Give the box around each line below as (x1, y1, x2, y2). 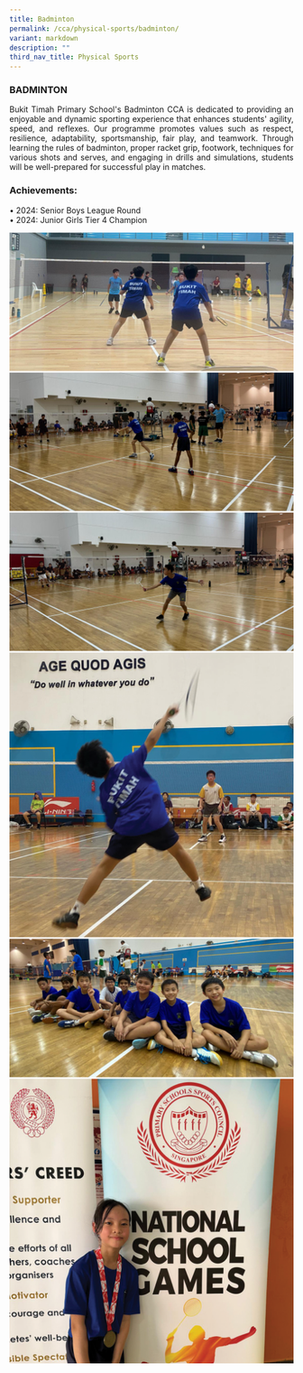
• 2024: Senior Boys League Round (9, 204, 142, 216)
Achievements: (9, 184, 78, 197)
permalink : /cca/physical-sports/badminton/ (9, 23, 179, 33)
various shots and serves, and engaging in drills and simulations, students (9, 152, 294, 163)
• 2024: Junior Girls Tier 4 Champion (9, 214, 148, 225)
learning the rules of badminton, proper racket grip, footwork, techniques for (9, 143, 295, 154)
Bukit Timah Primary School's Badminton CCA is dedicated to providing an (9, 104, 294, 115)
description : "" (9, 43, 70, 52)
